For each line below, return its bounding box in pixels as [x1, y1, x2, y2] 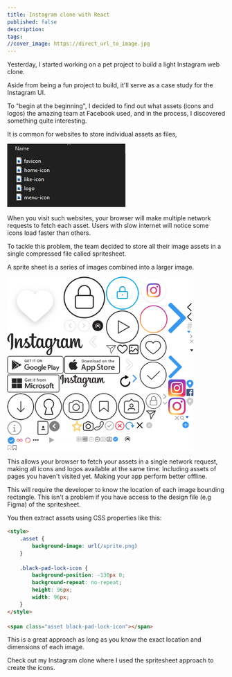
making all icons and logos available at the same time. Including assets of [7, 465, 217, 473]
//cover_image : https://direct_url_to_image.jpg [7, 40, 150, 48]
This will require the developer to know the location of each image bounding [7, 486, 225, 494]
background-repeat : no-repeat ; [32, 579, 123, 586]
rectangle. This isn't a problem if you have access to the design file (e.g [7, 493, 211, 502]
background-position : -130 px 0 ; [32, 572, 126, 579]
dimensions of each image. [7, 643, 84, 651]
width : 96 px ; [32, 594, 70, 601]
